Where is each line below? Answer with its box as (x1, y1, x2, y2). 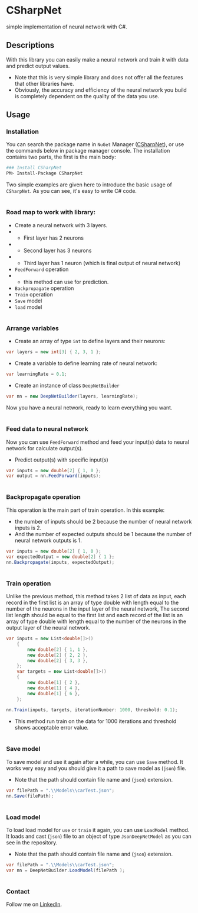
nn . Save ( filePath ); (6, 793, 54, 799)
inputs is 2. (14, 524, 42, 531)
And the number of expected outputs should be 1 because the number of (14, 530, 192, 537)
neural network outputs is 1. (14, 537, 82, 544)
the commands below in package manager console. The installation (6, 147, 170, 154)
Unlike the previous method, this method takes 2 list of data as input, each (6, 593, 187, 599)
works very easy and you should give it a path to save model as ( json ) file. (6, 764, 187, 772)
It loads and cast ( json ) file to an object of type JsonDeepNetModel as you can (6, 833, 192, 840)
